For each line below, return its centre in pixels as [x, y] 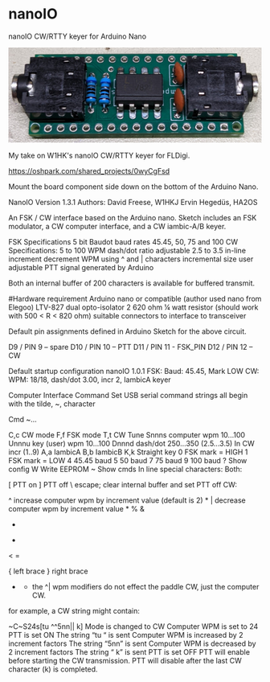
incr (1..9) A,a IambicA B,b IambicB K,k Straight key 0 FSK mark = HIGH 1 [128, 452]
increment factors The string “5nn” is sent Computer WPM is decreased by [132, 643]
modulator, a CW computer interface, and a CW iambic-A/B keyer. [117, 227]
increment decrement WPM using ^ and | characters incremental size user [131, 259]
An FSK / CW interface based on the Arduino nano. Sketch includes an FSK [133, 218]
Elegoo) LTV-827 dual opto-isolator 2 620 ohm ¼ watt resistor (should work [133, 307]
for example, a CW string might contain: [74, 611]
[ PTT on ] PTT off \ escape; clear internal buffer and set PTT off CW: [123, 485]
